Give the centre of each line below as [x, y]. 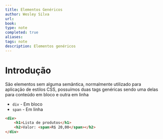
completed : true [22, 32]
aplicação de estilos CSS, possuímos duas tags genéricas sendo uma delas [82, 89]
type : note [16, 28]
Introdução [28, 70]
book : [11, 23]
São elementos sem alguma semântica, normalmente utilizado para [73, 84]
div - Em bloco [27, 104]
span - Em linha [28, 109]
